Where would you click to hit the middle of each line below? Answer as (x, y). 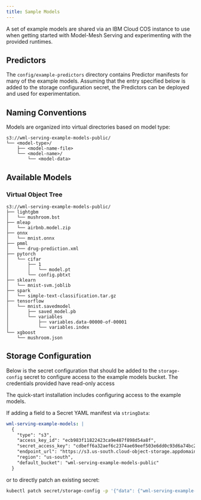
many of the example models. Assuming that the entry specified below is (96, 81)
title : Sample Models (33, 12)
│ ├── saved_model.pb (41, 311)
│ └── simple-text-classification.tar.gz (61, 296)
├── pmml (17, 243)
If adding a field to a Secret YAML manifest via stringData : (78, 413)
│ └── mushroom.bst (33, 217)
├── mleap (19, 222)
